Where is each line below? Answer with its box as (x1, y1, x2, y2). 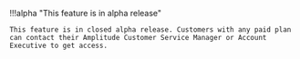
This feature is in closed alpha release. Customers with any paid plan (9, 25, 292, 34)
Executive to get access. (9, 41, 108, 50)
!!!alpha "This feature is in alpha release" (9, 8, 162, 18)
